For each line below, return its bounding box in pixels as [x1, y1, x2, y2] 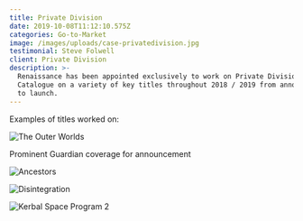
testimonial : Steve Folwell [9, 47, 115, 56]
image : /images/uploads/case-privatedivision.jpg [9, 38, 200, 48]
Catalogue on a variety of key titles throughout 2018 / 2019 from [17, 80, 277, 89]
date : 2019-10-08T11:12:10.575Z [9, 22, 131, 31]
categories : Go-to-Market [9, 30, 106, 39]
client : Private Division [9, 55, 106, 64]
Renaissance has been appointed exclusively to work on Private [17, 72, 264, 81]
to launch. [17, 88, 59, 97]
